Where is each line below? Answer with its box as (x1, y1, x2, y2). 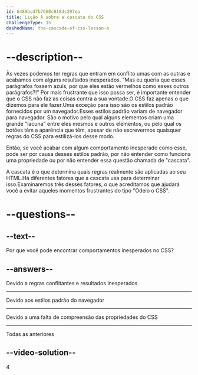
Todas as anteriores (6, 331, 54, 337)
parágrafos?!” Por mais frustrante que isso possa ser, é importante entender (6, 89, 191, 96)
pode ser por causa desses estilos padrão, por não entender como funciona (6, 151, 191, 158)
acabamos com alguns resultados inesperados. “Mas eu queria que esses (6, 76, 186, 83)
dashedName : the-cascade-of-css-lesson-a (6, 25, 110, 31)
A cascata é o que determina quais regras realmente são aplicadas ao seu (6, 168, 186, 175)
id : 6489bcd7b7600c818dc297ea (6, 8, 81, 15)
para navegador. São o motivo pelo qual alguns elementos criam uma (6, 114, 174, 121)
